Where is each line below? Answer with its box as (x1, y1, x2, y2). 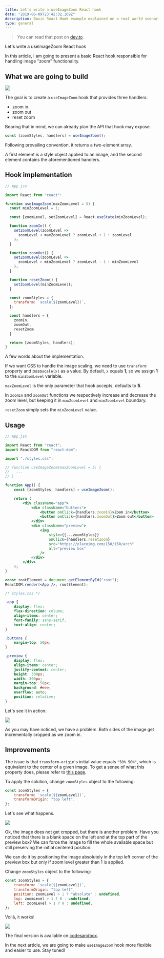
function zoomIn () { (9, 224, 51, 228)
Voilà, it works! (5, 914, 35, 920)
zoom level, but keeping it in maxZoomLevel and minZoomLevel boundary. (5, 397, 147, 403)
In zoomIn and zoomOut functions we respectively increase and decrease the (5, 392, 156, 398)
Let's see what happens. (5, 811, 55, 816)
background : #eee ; (14, 685, 51, 691)
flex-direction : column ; (14, 609, 64, 614)
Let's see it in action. (5, 708, 47, 713)
